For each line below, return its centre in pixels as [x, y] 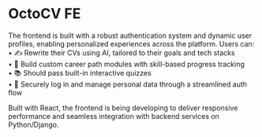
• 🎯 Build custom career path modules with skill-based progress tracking [126, 64]
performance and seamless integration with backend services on [114, 116]
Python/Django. [34, 124]
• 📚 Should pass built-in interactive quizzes [80, 72]
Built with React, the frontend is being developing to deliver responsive [123, 108]
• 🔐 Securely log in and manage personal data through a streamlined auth [127, 84]
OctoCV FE [45, 14]
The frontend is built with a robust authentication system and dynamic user [130, 35]
